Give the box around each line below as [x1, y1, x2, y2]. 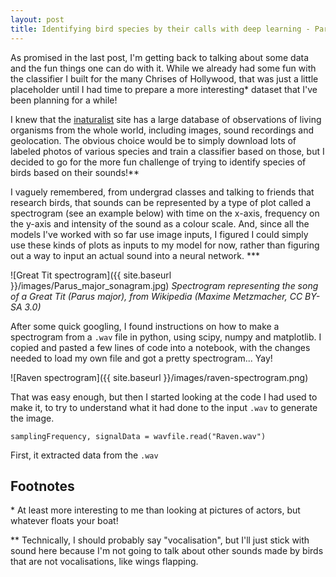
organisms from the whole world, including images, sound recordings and [10, 124, 314, 136]
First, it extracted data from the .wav [10, 449, 159, 461]
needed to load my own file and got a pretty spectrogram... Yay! [10, 352, 273, 364]
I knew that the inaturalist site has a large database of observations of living [10, 113, 322, 125]
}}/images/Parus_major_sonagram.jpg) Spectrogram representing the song [10, 279, 319, 291]
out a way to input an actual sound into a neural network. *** [10, 249, 260, 261]
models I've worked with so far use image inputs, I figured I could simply [10, 228, 309, 240]
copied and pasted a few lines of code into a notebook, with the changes [10, 341, 311, 353]
